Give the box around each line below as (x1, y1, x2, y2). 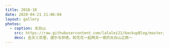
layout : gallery (5, 16, 39, 21)
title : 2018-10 (5, 7, 37, 12)
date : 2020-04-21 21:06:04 (5, 12, 62, 17)
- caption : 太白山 (10, 26, 46, 31)
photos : (5, 21, 22, 26)
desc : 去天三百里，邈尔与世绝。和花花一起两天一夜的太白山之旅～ (14, 35, 133, 40)
